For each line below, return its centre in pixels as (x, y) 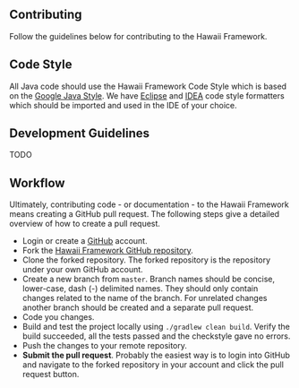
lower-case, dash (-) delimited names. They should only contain (140, 289)
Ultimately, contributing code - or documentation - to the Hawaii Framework (149, 204)
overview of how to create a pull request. (85, 224)
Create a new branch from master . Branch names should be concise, (149, 279)
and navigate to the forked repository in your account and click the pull (153, 365)
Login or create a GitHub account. (85, 241)
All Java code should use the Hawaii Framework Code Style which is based (148, 86)
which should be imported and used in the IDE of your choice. (123, 105)
